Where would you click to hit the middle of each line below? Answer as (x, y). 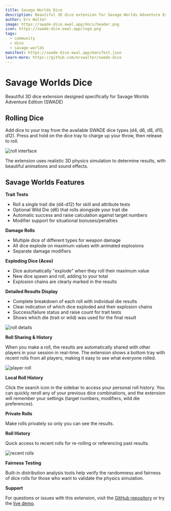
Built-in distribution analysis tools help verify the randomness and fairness (83, 473)
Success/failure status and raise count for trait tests (67, 312)
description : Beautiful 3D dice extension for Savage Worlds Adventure (83, 15)
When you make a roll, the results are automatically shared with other (78, 347)
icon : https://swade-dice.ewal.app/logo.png (53, 29)
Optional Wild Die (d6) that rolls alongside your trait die (70, 210)
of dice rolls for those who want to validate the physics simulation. (75, 478)
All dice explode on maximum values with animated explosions (78, 245)
